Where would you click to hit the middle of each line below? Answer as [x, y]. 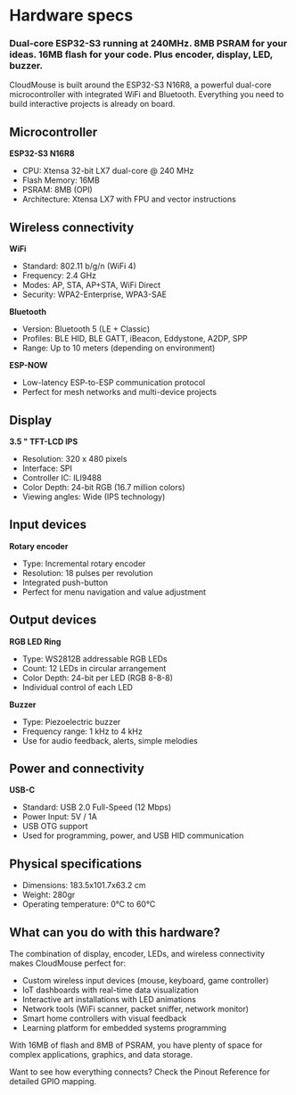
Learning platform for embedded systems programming [124, 1027]
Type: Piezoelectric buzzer [71, 721]
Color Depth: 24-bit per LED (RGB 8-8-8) [98, 678]
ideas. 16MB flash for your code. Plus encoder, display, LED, [141, 54]
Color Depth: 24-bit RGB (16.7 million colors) [103, 487]
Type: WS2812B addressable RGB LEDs [95, 659]
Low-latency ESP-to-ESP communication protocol [114, 383]
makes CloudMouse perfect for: [68, 963]
